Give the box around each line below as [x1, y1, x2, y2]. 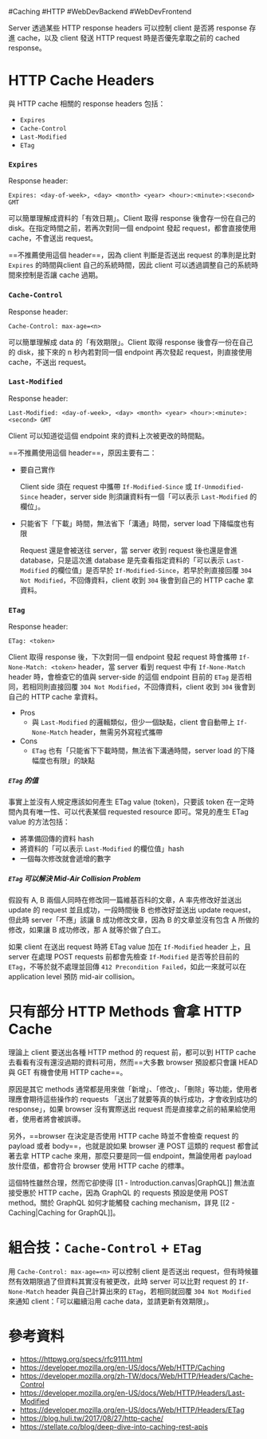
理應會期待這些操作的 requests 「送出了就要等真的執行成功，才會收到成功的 [8, 1095, 257, 1104]
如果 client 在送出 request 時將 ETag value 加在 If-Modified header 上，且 [8, 942, 251, 951]
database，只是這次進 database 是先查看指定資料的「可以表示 [19, 555, 225, 565]
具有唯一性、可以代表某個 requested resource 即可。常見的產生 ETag [22, 807, 249, 817]
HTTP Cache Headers [8, 72, 155, 90]
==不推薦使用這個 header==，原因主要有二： [8, 448, 157, 457]
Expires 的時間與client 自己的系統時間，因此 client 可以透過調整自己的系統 [8, 261, 252, 270]
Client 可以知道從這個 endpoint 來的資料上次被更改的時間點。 [8, 430, 210, 441]
